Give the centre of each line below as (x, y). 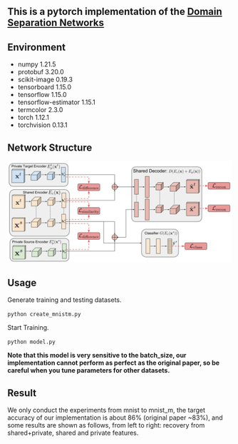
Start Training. (28, 328)
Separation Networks (56, 23)
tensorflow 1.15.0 (42, 95)
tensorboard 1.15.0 (45, 87)
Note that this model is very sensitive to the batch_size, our (97, 355)
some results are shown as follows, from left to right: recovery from (106, 425)
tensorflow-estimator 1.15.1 (56, 102)
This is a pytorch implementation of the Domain (115, 12)
